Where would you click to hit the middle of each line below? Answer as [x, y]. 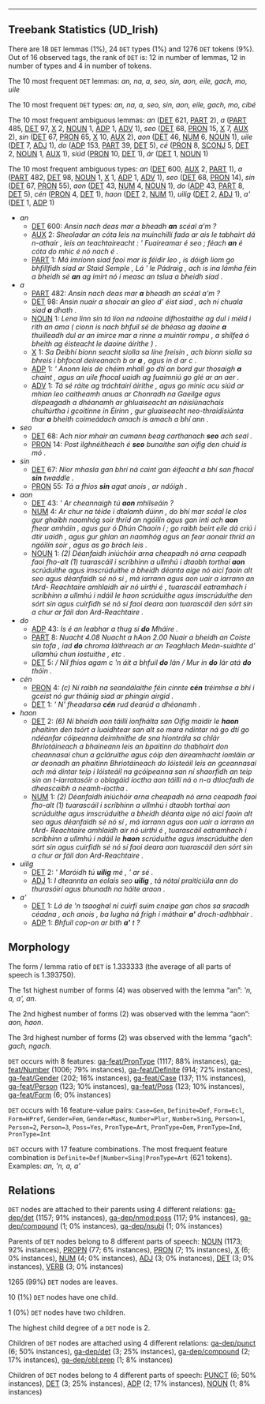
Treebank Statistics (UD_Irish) [84, 30]
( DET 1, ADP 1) [32, 202]
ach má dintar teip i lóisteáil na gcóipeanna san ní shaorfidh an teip [142, 771]
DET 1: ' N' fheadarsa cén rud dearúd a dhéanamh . [116, 704]
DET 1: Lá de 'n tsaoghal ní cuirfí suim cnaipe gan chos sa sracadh [140, 906]
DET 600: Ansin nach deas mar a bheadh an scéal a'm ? [124, 226]
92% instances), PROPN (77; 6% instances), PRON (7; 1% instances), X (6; [129, 1250]
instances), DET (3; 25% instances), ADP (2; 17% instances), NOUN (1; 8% [129, 1383]
